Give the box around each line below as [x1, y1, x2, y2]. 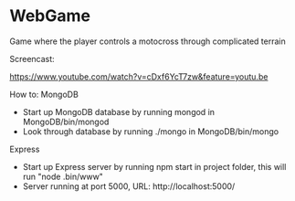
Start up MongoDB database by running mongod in [22, 106, 216, 117]
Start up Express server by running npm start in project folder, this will [22, 161, 287, 172]
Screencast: [9, 53, 55, 64]
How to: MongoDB [9, 89, 79, 100]
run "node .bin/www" [22, 171, 103, 182]
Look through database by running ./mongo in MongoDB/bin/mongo [22, 125, 279, 137]
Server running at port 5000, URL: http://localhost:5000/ [22, 180, 236, 192]
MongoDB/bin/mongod [22, 116, 110, 127]
